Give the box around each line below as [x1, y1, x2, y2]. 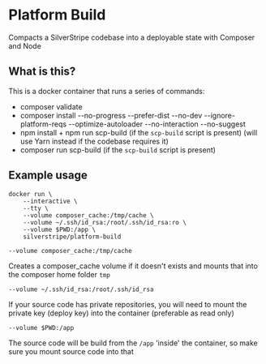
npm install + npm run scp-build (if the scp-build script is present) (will [19, 127, 258, 137]
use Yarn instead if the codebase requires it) [19, 136, 169, 146]
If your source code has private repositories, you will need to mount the [8, 299, 247, 309]
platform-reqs [19, 119, 67, 129]
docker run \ [8, 190, 53, 198]
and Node [8, 41, 42, 50]
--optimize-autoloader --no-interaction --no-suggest [68, 119, 246, 129]
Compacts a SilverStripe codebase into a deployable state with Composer [8, 32, 255, 42]
